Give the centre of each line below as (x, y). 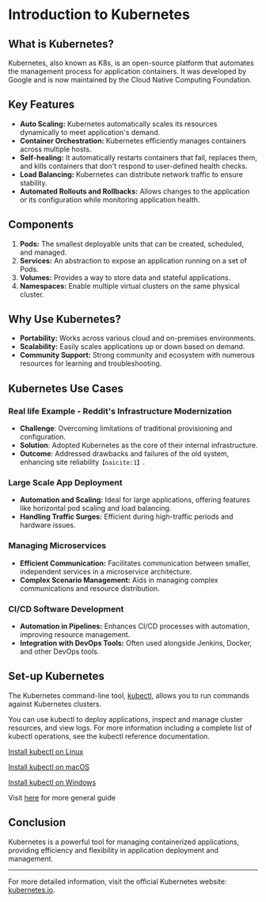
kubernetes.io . (32, 889)
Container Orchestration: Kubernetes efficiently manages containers (133, 140)
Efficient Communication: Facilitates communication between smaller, (135, 563)
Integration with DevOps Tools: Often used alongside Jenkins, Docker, (135, 643)
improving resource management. (75, 635)
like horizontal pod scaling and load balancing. (95, 509)
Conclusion (37, 823)
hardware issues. (48, 525)
